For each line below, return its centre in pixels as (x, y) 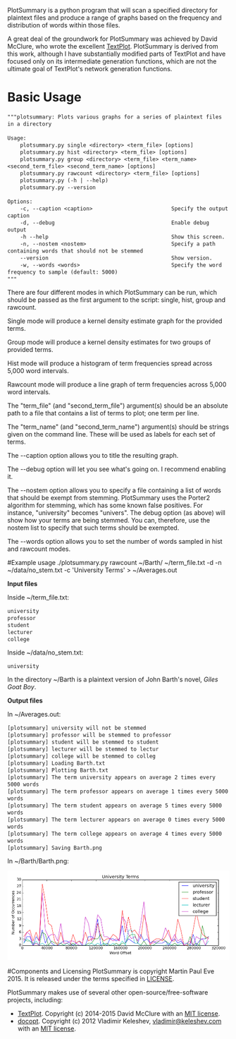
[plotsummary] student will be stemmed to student (83, 742)
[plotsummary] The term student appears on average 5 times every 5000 (114, 806)
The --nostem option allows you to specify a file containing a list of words (114, 490)
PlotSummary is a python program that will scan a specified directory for (113, 10)
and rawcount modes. (39, 549)
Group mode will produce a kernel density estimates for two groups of (109, 342)
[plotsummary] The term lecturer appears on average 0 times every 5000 (116, 820)
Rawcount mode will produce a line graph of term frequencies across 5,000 (117, 384)
